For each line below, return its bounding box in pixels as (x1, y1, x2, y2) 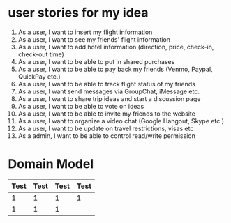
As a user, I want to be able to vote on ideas (17, 102, 144, 110)
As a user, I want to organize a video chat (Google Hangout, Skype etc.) (17, 116, 225, 125)
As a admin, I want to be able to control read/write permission (17, 131, 196, 140)
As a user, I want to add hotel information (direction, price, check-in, (17, 43, 214, 51)
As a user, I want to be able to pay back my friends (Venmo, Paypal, (17, 65, 213, 73)
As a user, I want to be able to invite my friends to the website (17, 109, 196, 118)
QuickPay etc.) (17, 72, 61, 81)
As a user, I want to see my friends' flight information (17, 35, 170, 43)
